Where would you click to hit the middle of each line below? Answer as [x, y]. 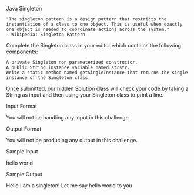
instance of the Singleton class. [48, 78]
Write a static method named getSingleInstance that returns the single [97, 73]
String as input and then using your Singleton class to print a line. [85, 95]
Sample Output [24, 174]
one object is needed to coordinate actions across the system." [88, 29]
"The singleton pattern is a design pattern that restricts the [86, 19]
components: [22, 52]
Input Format [21, 106]
